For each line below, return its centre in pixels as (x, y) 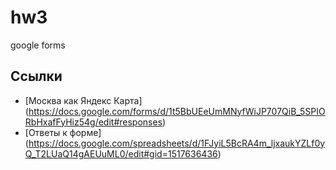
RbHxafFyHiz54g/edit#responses (93, 122)
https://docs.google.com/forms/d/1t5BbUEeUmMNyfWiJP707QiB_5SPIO (177, 111)
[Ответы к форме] (63, 132)
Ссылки (36, 76)
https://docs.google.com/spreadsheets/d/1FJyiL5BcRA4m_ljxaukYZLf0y (177, 143)
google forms (38, 45)
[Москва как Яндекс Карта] (83, 100)
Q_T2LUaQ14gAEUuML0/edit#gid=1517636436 (121, 153)
